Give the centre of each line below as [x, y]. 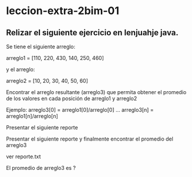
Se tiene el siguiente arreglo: [41, 46]
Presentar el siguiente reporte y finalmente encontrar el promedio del [90, 139]
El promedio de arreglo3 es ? [41, 168]
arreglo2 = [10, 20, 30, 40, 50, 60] [47, 81]
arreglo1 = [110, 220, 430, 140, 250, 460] [55, 58]
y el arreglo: [21, 69]
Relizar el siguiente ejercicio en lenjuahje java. [92, 33]
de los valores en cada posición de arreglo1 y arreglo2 [72, 98]
